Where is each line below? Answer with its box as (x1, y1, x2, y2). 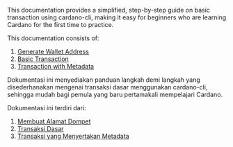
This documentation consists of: (7, 34, 99, 42)
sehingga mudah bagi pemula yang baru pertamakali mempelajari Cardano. (7, 90, 223, 98)
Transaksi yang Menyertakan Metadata (17, 132, 130, 140)
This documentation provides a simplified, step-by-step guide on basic (7, 6, 211, 14)
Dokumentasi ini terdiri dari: (7, 104, 86, 112)
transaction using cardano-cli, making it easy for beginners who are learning (7, 13, 227, 21)
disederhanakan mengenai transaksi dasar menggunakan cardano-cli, (7, 83, 208, 91)
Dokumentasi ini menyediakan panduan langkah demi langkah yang (7, 76, 200, 84)
